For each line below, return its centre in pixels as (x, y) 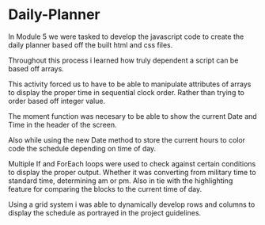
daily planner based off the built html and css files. (91, 44)
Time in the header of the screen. (62, 124)
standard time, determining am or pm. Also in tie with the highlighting (121, 181)
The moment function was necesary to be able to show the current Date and (132, 116)
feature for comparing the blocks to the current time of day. (105, 189)
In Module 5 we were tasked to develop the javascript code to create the (126, 36)
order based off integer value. (57, 101)
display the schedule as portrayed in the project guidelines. (105, 212)
